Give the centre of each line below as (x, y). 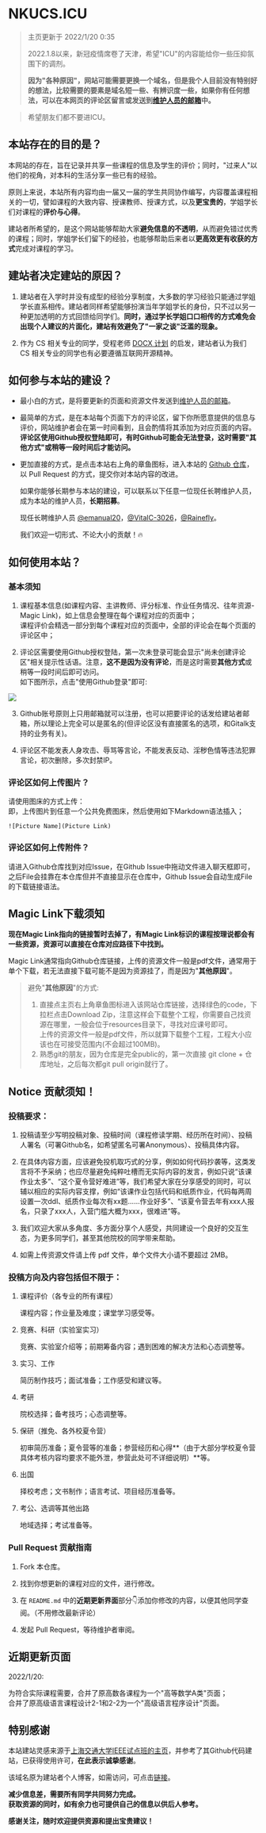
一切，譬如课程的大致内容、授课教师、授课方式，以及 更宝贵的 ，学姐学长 (140, 201)
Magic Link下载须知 (57, 914)
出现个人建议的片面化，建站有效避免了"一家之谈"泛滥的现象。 (121, 326)
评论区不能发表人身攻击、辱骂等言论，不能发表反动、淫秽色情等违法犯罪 (137, 750)
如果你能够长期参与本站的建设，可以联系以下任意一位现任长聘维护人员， (137, 491)
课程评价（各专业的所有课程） (68, 1296)
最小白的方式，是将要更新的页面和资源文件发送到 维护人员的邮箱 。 (127, 401)
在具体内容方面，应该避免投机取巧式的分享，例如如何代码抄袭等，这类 (134, 1162)
